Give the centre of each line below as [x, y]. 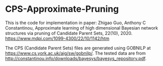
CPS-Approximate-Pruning [62, 9]
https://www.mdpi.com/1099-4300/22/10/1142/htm [57, 38]
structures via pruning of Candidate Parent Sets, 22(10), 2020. [69, 33]
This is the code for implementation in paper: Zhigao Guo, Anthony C [76, 23]
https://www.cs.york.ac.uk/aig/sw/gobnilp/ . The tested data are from [76, 53]
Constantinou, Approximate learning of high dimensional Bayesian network [81, 28]
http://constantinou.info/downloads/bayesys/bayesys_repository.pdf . [76, 58]
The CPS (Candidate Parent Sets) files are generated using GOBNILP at [78, 48]
